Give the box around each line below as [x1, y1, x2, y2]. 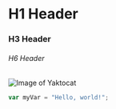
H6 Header [8, 53, 45, 63]
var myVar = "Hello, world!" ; [8, 94, 110, 102]
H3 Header [8, 34, 52, 45]
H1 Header [8, 5, 78, 23]
